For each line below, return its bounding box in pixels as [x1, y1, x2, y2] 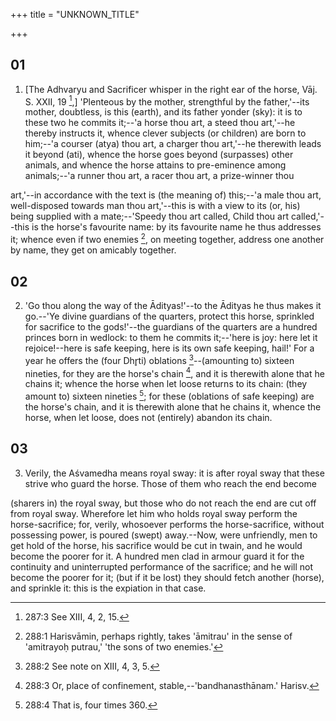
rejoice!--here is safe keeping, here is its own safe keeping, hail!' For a [24, 342, 315, 354]
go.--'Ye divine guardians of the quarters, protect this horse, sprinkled [24, 310, 315, 322]
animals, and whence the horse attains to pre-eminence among [24, 159, 287, 171]
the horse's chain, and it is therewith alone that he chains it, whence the [24, 400, 322, 413]
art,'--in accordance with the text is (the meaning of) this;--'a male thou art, [10, 189, 322, 201]
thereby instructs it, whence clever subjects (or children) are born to [24, 127, 307, 139]
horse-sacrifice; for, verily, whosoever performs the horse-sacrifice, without [10, 518, 325, 530]
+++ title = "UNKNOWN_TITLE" [10, 9, 140, 20]
